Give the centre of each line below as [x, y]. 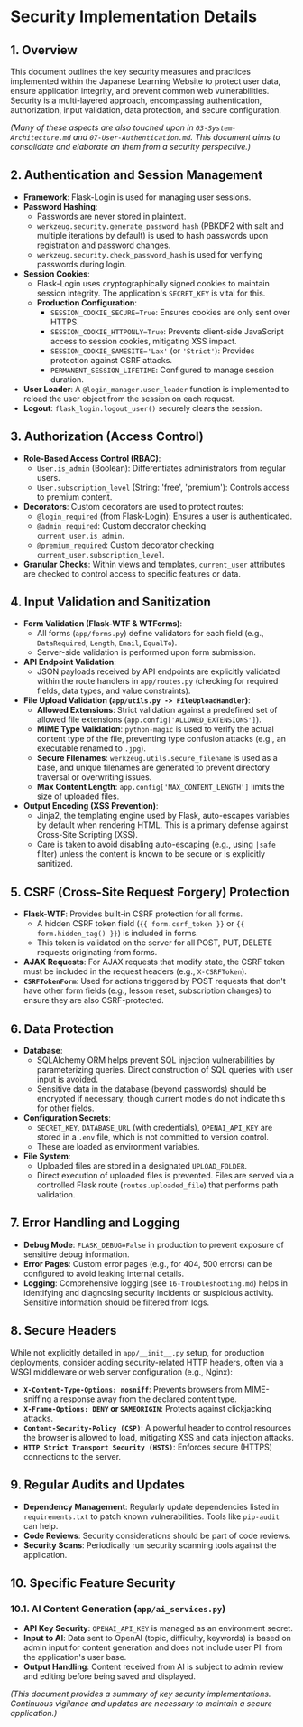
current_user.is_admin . [80, 535]
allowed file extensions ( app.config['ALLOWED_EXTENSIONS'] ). [149, 719]
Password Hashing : [60, 206]
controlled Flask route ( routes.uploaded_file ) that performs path [157, 1185]
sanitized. [55, 864]
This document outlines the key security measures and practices [131, 71]
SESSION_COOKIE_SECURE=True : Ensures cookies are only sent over [170, 312]
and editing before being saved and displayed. [110, 1676]
